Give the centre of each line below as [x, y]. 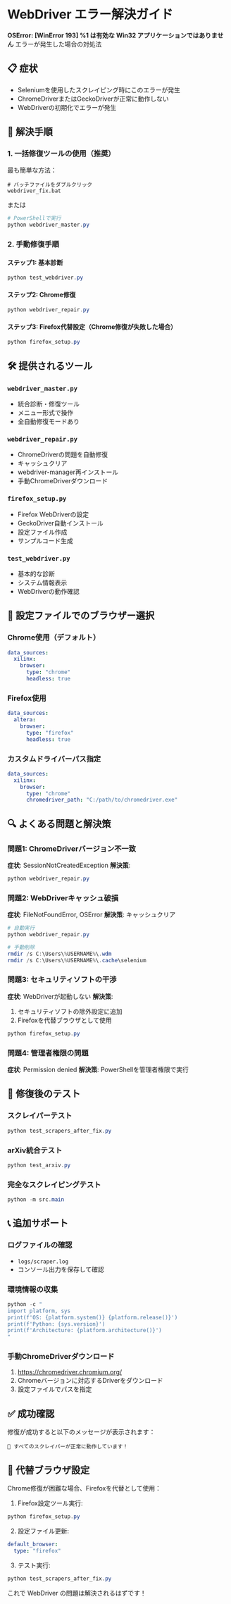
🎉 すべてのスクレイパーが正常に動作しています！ [68, 1447]
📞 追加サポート [38, 1223]
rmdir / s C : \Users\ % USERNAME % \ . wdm [60, 954]
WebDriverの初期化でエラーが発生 [67, 107]
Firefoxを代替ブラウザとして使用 [64, 1020]
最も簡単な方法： [32, 170]
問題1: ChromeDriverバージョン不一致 [71, 848]
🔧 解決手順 [30, 132]
